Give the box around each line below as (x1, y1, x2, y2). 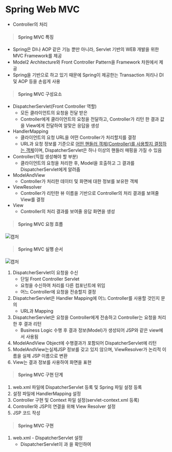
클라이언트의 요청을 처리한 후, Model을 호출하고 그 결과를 (20, 160, 135, 166)
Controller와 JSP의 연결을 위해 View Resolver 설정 (12, 403, 116, 409)
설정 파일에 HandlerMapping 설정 (12, 391, 81, 397)
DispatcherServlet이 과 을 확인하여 (20, 441, 91, 447)
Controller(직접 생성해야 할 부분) (12, 154, 78, 160)
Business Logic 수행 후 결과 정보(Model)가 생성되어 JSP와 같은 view (20, 327, 159, 333)
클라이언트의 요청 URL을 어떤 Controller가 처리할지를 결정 (20, 134, 137, 140)
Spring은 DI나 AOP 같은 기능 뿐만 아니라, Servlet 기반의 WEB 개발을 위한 (12, 46, 159, 52)
